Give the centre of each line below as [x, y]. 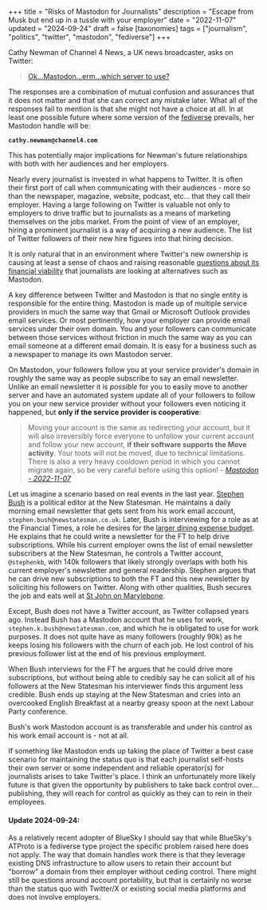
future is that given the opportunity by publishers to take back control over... [133, 785]
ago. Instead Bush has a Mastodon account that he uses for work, [116, 619]
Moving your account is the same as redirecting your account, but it [139, 427]
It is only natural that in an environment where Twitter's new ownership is [128, 254]
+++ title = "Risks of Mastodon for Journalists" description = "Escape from [131, 12]
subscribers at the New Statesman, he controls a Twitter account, [116, 553]
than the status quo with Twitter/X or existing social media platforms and [127, 888]
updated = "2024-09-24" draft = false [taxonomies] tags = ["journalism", [128, 28]
